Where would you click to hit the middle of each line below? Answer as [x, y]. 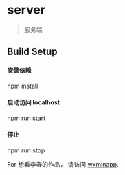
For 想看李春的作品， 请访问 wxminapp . [63, 164]
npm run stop [26, 150]
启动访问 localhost [34, 102]
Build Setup [32, 52]
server [26, 10]
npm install [23, 86]
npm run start [26, 118]
